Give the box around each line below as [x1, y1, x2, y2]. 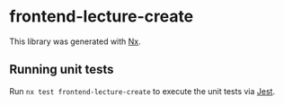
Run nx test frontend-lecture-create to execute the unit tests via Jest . [9, 85, 276, 96]
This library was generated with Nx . [9, 36, 141, 47]
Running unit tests [9, 62, 114, 77]
